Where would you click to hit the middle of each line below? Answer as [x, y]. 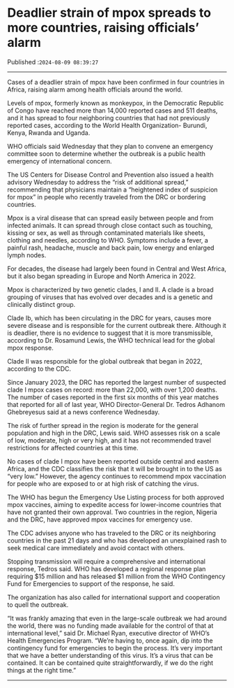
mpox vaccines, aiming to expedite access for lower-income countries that [114, 504]
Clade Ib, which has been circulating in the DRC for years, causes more [109, 318]
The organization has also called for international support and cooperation [114, 597]
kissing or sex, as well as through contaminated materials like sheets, [106, 233]
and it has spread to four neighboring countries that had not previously [109, 117]
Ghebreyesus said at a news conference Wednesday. [84, 412]
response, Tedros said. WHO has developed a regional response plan [107, 568]
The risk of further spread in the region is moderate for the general [103, 425]
